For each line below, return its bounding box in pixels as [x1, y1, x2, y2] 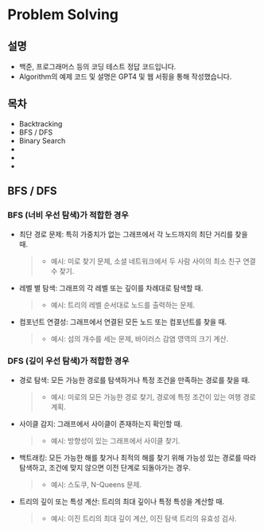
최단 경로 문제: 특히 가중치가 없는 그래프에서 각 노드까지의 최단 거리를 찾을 [18, 229, 248, 239]
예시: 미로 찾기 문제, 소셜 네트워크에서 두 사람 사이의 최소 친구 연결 [50, 256, 256, 266]
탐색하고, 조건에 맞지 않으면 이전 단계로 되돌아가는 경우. [18, 463, 192, 472]
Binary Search [18, 135, 66, 145]
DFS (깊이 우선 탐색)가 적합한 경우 [7, 356, 130, 367]
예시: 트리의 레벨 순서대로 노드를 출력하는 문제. [50, 300, 196, 310]
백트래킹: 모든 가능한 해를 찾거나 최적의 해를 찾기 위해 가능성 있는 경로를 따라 [18, 452, 257, 463]
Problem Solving [7, 6, 119, 24]
